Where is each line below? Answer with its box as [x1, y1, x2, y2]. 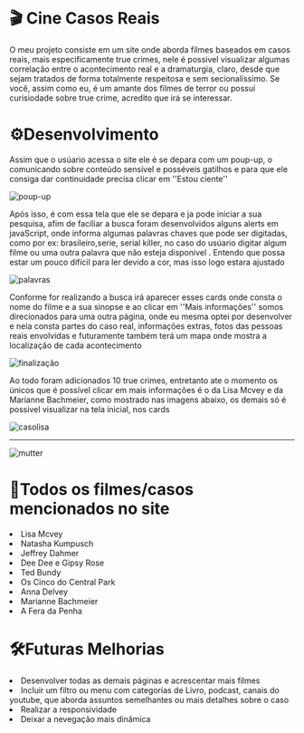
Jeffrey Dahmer [21, 547, 80, 558]
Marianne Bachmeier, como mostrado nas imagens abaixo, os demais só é [9, 394, 287, 405]
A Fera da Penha [21, 605, 83, 616]
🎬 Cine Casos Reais [9, 8, 160, 29]
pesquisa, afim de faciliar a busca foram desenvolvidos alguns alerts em [9, 217, 279, 228]
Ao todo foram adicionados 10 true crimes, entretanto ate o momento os [9, 374, 278, 386]
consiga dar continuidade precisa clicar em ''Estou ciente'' [9, 173, 228, 184]
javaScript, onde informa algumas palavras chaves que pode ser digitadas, [9, 227, 288, 238]
